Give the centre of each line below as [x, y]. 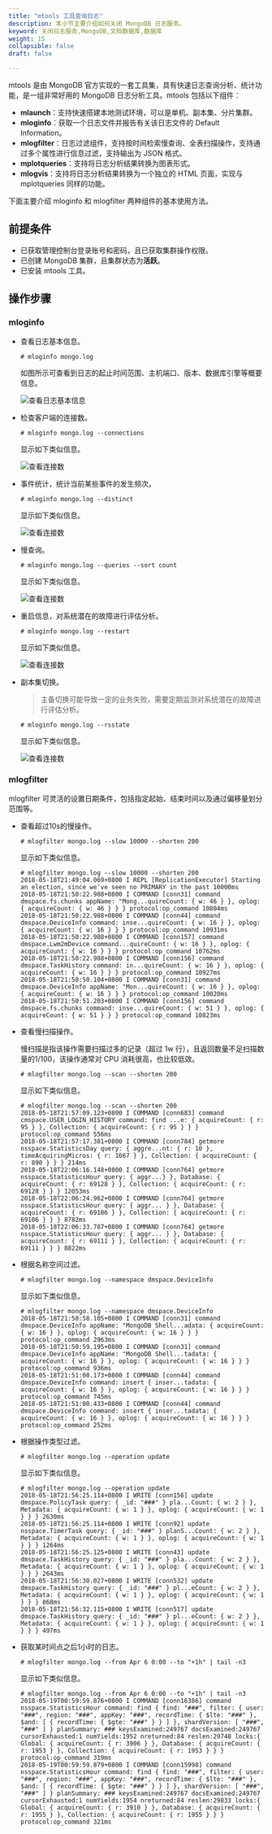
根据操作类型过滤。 [52, 1441]
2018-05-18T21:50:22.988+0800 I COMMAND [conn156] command [122, 958]
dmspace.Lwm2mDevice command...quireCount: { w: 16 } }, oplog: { [135, 944]
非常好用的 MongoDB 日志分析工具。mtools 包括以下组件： [142, 95]
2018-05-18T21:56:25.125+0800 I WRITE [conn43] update [115, 1552]
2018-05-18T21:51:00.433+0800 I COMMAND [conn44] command [120, 1404]
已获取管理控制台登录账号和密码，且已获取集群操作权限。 [116, 250]
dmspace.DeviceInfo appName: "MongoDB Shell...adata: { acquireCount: [142, 1325]
